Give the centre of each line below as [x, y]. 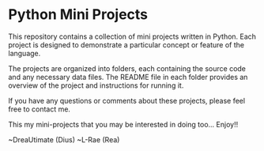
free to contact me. [40, 109]
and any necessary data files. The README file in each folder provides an [128, 77]
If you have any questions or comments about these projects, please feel [127, 100]
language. [25, 53]
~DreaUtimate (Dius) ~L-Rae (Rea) [64, 139]
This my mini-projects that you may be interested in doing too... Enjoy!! [123, 124]
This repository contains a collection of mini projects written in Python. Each [132, 36]
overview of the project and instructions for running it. [96, 85]
